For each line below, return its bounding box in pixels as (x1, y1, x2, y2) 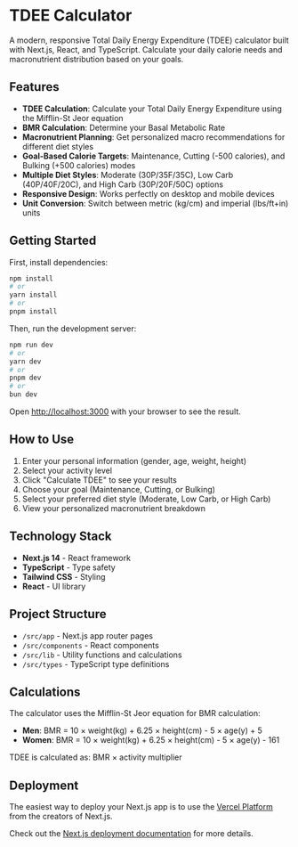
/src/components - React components (21, 639, 160, 650)
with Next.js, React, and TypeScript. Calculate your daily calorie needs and (9, 44, 283, 54)
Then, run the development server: (9, 322, 137, 334)
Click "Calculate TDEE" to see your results (21, 474, 178, 485)
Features (9, 79, 60, 94)
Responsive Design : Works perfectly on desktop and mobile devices (21, 188, 275, 199)
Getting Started (9, 233, 97, 248)
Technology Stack (9, 529, 112, 544)
